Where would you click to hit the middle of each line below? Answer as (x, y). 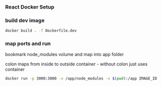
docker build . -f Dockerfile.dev (41, 31)
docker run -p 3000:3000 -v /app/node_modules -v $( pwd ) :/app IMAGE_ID (81, 78)
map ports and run (28, 43)
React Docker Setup (30, 7)
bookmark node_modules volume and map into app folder (65, 54)
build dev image (25, 20)
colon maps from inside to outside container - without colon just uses (77, 64)
